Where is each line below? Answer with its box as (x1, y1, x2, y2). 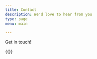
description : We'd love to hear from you (5, 12, 93, 17)
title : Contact (5, 7, 37, 12)
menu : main (5, 21, 28, 26)
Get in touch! (5, 39, 32, 45)
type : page (5, 16, 28, 21)
